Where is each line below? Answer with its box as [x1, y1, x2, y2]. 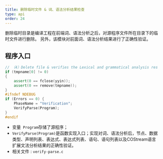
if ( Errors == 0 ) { [5, 97, 45, 102]
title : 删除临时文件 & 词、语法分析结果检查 [5, 7, 85, 12]
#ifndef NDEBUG [5, 92, 36, 97]
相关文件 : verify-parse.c [12, 148, 64, 154]
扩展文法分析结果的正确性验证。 [12, 142, 76, 148]
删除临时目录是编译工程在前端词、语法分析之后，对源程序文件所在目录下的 [5, 30, 154, 36]
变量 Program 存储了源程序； [12, 124, 68, 130]
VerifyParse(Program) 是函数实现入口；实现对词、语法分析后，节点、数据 [12, 130, 158, 136]
